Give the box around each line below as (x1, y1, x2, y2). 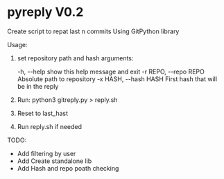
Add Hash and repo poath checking (17, 164, 119, 172)
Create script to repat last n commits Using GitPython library (7, 27, 180, 35)
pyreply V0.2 (7, 4, 84, 20)
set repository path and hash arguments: (17, 53, 134, 62)
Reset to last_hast (17, 109, 68, 117)
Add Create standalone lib (17, 157, 92, 165)
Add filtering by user (17, 149, 76, 157)
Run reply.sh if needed (17, 122, 82, 130)
